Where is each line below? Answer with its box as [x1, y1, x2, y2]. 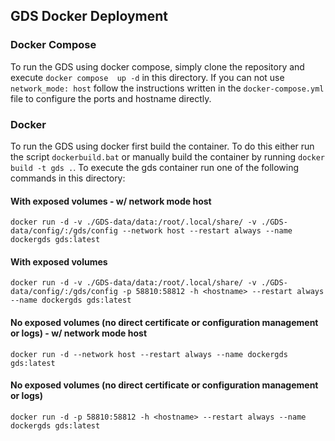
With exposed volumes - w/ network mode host [10, 195, 212, 207]
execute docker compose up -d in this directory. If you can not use [10, 71, 285, 83]
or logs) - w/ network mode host [10, 327, 148, 339]
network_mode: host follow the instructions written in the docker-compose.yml [10, 82, 325, 94]
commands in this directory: [10, 172, 126, 184]
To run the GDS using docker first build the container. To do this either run [10, 140, 315, 152]
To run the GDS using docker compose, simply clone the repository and [10, 60, 305, 73]
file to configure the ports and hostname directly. [10, 92, 212, 104]
